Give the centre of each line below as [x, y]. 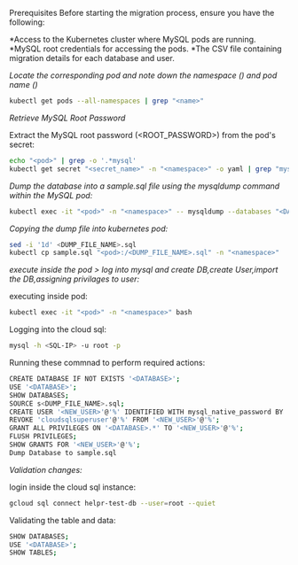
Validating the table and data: [63, 520]
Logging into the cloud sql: [58, 329]
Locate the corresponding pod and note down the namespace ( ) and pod [143, 75]
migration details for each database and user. [92, 58]
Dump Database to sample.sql [63, 453]
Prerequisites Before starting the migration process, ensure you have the [142, 13]
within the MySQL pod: [51, 195]
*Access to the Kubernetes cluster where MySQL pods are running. [133, 39]
